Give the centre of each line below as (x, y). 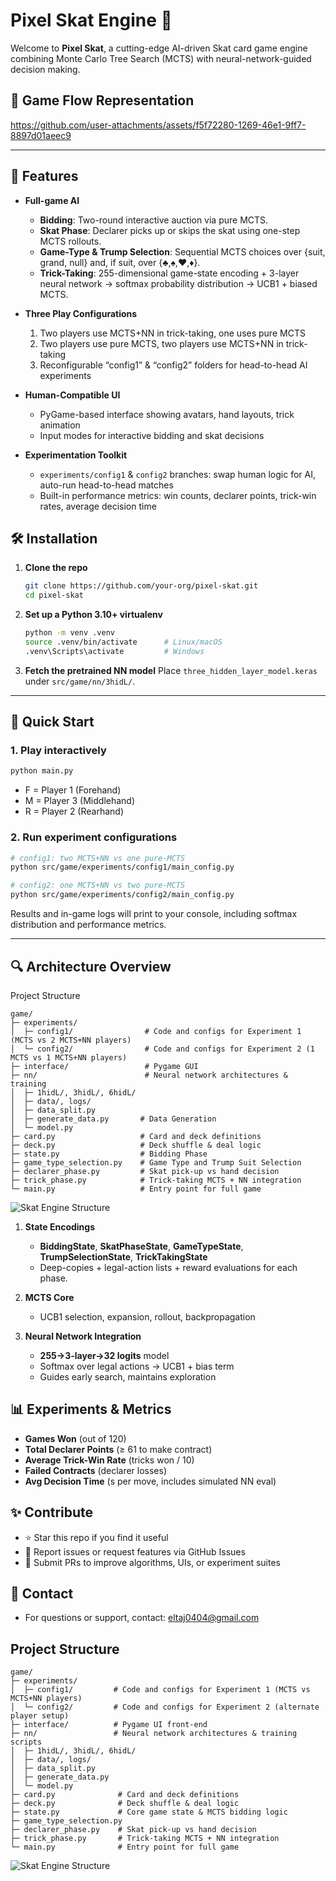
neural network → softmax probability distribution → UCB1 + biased (178, 283)
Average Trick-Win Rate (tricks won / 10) (109, 1460)
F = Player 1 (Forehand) (73, 790)
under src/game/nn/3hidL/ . (80, 681)
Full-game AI (52, 200)
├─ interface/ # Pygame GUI (104, 1066)
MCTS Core (49, 1297)
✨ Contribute (52, 1512)
